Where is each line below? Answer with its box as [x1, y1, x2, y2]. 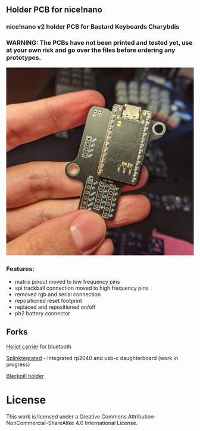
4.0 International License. [75, 419, 138, 426]
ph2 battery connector [14, 309, 70, 317]
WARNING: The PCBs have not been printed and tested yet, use [6, 39, 193, 47]
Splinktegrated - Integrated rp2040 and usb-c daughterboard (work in [6, 354, 179, 361]
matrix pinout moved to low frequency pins [14, 278, 120, 285]
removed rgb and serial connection [14, 290, 101, 297]
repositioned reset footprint [14, 297, 82, 304]
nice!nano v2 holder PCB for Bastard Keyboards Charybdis [6, 23, 180, 31]
